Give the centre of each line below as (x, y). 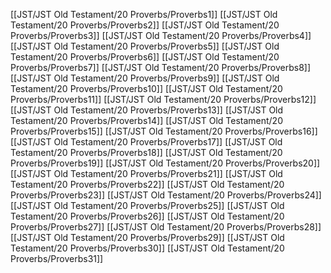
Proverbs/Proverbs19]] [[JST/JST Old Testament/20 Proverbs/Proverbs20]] (165, 163)
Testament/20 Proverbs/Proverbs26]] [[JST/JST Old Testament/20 (147, 216)
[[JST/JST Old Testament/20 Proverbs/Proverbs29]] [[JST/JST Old (147, 237)
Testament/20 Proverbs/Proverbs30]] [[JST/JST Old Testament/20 (147, 248)
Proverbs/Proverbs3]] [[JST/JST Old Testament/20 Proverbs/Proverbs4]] (161, 35)
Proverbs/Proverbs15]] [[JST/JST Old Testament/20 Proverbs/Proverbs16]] (164, 131)
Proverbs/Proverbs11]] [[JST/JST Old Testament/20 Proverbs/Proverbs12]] (163, 99)
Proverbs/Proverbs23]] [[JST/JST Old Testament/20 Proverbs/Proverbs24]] (166, 195)
